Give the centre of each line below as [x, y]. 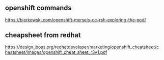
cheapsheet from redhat [43, 35]
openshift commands [39, 8]
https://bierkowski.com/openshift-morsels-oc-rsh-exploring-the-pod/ [76, 20]
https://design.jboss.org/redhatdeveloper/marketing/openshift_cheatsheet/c [82, 47]
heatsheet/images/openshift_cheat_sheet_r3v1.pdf [56, 52]
